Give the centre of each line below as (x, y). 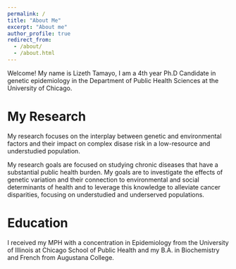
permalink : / (26, 14)
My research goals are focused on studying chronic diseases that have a (113, 164)
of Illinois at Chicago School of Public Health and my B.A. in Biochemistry (113, 250)
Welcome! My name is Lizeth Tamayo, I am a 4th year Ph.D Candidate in (112, 73)
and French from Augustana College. (61, 257)
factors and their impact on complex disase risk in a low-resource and (109, 143)
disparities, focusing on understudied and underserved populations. (106, 194)
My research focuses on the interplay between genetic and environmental (114, 136)
